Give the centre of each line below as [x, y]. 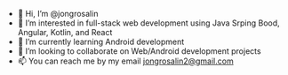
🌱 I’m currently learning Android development [101, 41]
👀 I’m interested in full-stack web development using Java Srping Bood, [148, 23]
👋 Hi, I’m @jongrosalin [58, 14]
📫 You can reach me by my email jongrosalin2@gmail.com [125, 61]
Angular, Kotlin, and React [65, 32]
